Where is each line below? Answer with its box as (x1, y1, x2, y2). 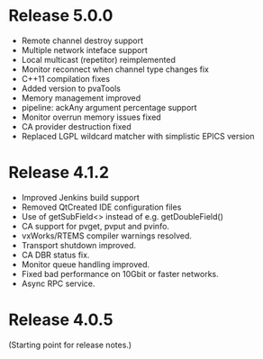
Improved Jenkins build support (21, 192, 141, 202)
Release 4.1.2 (8, 163, 110, 183)
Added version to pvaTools (21, 83, 121, 94)
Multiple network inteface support (21, 44, 148, 55)
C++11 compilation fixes (21, 73, 110, 84)
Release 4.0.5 (8, 310, 113, 330)
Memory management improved (21, 92, 141, 103)
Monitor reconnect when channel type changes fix (21, 64, 209, 75)
